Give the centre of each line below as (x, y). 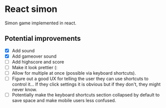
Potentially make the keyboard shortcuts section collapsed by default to (86, 95)
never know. (24, 90)
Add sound (23, 50)
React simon (31, 9)
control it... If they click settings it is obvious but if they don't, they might (86, 84)
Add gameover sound (34, 56)
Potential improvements (43, 39)
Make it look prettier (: (35, 67)
